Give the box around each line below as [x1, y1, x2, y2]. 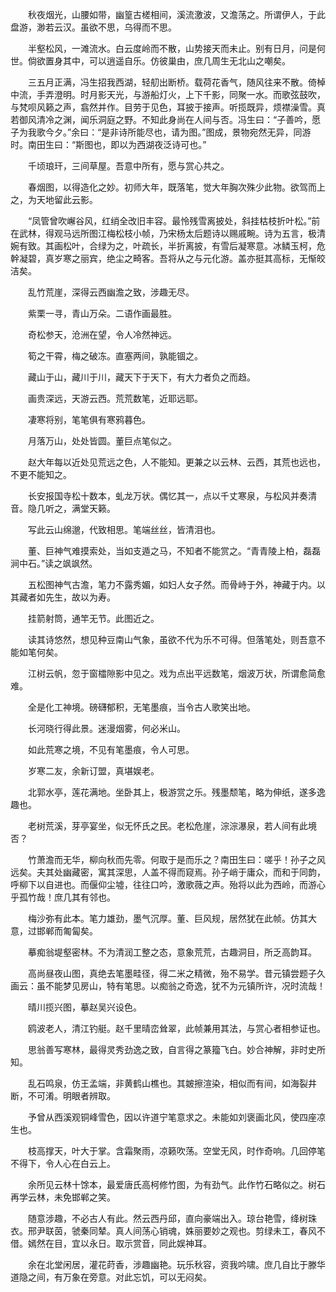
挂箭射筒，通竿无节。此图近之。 [27, 613, 160, 624]
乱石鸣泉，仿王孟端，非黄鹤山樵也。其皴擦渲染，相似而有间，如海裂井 [27, 1078, 317, 1089]
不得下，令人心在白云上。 [10, 1158, 116, 1169]
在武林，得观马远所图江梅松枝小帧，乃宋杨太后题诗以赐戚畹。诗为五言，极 [10, 228, 317, 239]
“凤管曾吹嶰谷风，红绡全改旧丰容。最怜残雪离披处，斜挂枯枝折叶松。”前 [27, 215, 321, 227]
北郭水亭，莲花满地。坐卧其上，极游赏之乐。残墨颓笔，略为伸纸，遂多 [27, 786, 317, 798]
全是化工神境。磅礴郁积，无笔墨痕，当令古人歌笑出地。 [27, 701, 256, 713]
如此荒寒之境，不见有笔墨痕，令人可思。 [27, 744, 195, 755]
